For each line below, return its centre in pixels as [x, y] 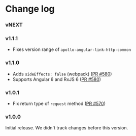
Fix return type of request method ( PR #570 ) [59, 103]
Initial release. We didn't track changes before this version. [67, 128]
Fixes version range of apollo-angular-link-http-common [72, 49]
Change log [30, 9]
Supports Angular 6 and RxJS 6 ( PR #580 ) [57, 79]
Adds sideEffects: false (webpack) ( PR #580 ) [62, 74]
